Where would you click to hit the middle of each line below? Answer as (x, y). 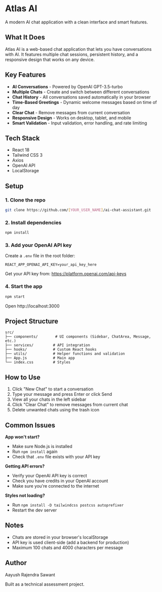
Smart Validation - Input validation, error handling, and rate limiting (80, 123)
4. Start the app (24, 286)
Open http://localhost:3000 (32, 306)
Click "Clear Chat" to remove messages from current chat (70, 405)
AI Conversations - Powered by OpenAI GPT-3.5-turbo (67, 86)
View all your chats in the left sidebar (49, 399)
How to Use (23, 377)
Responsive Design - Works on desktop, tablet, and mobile (72, 118)
